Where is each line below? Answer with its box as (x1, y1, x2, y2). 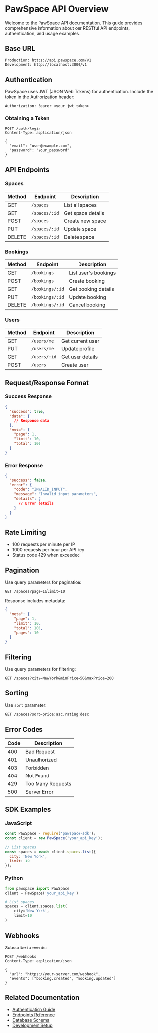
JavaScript (5, 819, 32, 826)
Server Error (25, 788, 54, 795)
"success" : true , (9, 409, 45, 414)
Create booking (69, 277, 105, 284)
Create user (61, 362, 89, 369)
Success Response (5, 393, 52, 400)
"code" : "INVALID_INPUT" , (14, 487, 68, 492)
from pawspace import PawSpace (5, 886, 70, 891)
